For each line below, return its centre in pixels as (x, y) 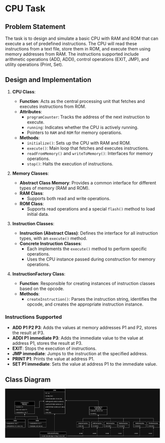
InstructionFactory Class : (39, 274)
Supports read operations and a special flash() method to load (91, 208)
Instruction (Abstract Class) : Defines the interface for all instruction (89, 233)
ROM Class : (32, 204)
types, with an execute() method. (53, 238)
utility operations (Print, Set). (34, 65)
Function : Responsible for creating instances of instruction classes (87, 283)
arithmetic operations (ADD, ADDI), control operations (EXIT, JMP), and (77, 59)
